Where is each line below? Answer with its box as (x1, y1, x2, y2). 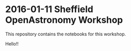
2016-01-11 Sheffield (5, 4, 94, 15)
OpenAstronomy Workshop (5, 14, 123, 26)
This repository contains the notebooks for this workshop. (5, 31, 126, 37)
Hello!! (5, 40, 19, 46)
